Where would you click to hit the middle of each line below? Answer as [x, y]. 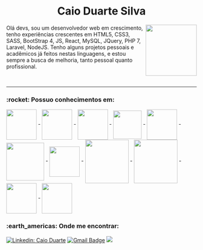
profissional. [22, 66]
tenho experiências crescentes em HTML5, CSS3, [68, 34]
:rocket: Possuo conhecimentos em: [60, 99]
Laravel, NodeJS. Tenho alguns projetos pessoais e [70, 47]
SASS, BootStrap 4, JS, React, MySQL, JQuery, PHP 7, [73, 41]
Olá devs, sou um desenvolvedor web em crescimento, [75, 28]
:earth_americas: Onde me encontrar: [63, 226]
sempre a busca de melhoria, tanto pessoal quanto [69, 60]
